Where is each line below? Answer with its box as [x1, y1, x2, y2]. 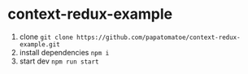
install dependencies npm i [19, 47, 110, 57]
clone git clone [19, 32, 74, 41]
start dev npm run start [19, 56, 99, 66]
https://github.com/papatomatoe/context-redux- [76, 33, 241, 41]
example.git [19, 40, 60, 49]
